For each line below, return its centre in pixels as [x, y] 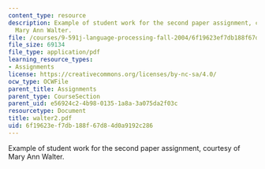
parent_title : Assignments [52, 89]
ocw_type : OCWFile [38, 81]
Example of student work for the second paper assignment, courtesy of [124, 148]
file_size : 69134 [37, 45]
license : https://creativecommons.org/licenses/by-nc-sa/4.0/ [112, 74]
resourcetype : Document [47, 111]
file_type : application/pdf [54, 52]
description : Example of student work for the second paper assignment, [130, 23]
